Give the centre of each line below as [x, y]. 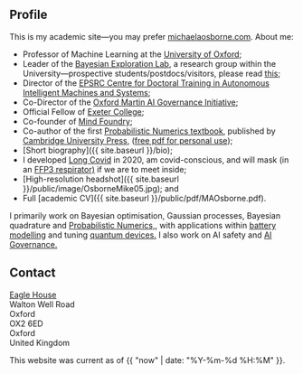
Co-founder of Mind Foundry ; [77, 121]
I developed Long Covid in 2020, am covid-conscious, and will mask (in [156, 159]
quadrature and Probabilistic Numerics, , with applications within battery [143, 225]
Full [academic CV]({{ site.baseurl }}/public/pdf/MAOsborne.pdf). [144, 198]
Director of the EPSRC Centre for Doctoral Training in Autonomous [146, 83]
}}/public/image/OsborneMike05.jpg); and [100, 188]
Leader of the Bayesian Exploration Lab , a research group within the [149, 63]
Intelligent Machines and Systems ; [86, 92]
